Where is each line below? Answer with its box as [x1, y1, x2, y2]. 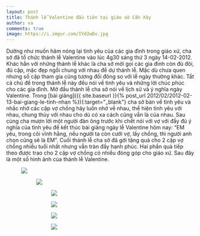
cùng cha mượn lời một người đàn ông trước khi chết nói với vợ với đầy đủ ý [6, 117, 192, 125]
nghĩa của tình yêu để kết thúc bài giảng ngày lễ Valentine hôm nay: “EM [6, 124, 184, 131]
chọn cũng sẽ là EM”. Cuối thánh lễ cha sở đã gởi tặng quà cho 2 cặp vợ [6, 137, 184, 144]
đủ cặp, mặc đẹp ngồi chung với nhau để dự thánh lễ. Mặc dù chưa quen [6, 66, 186, 74]
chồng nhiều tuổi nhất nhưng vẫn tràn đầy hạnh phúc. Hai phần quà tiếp [6, 143, 184, 150]
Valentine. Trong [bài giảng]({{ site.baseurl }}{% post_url [6, 92, 146, 99]
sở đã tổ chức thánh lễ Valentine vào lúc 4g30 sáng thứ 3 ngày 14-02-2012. [6, 54, 193, 61]
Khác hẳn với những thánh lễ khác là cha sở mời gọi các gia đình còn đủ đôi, [6, 60, 195, 68]
